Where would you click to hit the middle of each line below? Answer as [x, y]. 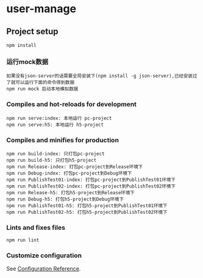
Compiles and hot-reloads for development [72, 104]
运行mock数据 [27, 62]
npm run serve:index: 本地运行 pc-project [59, 118]
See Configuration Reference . [44, 269]
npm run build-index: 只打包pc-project [55, 154]
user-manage [41, 9]
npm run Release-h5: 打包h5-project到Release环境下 [71, 192]
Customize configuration [44, 255]
